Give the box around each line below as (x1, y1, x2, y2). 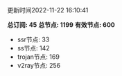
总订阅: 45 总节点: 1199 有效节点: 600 (7, 21, 116, 29)
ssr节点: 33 (17, 35, 50, 44)
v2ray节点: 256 (17, 61, 61, 69)
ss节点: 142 (17, 44, 50, 52)
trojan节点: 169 (17, 53, 60, 61)
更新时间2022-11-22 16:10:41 (7, 6, 89, 14)
